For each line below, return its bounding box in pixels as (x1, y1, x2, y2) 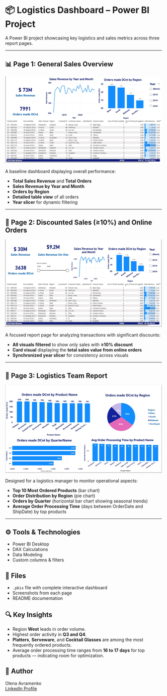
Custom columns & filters (12, 557, 65, 563)
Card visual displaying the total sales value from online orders (12, 347, 142, 353)
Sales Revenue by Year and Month (12, 183, 84, 189)
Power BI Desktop (12, 541, 49, 547)
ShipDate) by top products (12, 509, 67, 515)
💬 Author (5, 667, 33, 676)
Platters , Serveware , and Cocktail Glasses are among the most (12, 637, 144, 643)
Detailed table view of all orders (12, 193, 79, 200)
